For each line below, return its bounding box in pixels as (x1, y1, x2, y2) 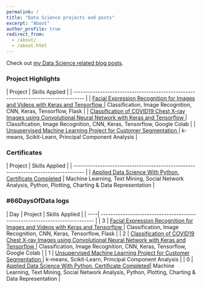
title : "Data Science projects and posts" (6, 15, 115, 21)
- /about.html (11, 43, 47, 49)
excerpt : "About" (6, 20, 50, 26)
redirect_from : (6, 32, 45, 38)
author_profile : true (6, 25, 61, 32)
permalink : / (6, 8, 39, 15)
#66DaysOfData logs (6, 196, 70, 205)
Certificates (6, 149, 42, 157)
